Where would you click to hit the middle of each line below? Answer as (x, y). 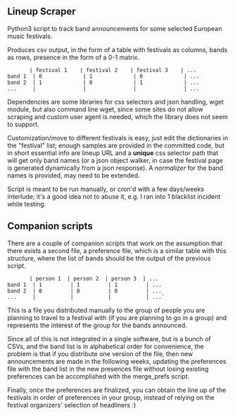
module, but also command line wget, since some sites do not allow (105, 109)
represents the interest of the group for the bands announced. (97, 325)
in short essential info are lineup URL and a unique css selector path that (113, 153)
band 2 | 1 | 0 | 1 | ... (103, 82)
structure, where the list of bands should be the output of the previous (109, 258)
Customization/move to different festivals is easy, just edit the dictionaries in (118, 137)
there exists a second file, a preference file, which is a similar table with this (117, 250)
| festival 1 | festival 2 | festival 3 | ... (113, 70)
